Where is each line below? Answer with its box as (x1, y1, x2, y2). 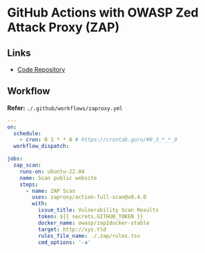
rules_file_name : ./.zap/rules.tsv (37, 232, 140, 239)
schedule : (13, 130, 41, 137)
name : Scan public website (19, 174, 97, 181)
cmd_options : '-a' (37, 238, 91, 246)
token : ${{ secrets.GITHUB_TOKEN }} (37, 213, 144, 221)
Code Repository (17, 66, 66, 73)
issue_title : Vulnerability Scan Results (37, 207, 159, 214)
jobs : (7, 156, 23, 162)
